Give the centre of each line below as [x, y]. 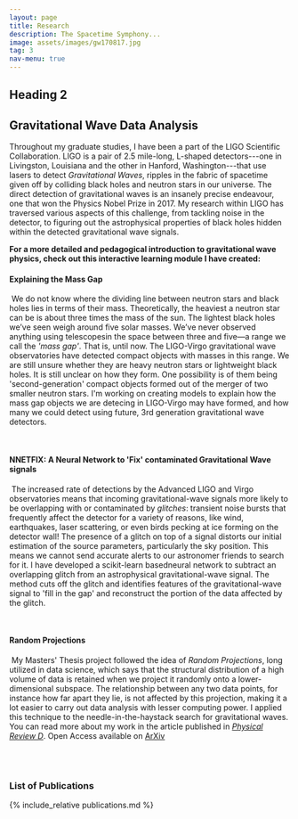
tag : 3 [21, 51]
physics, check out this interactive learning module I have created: [135, 258]
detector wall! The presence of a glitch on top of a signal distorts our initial [145, 536]
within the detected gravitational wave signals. [94, 232]
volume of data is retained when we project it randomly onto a [123, 679]
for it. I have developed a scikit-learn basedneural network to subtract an [143, 565]
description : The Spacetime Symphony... [85, 34]
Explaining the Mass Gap [56, 279]
